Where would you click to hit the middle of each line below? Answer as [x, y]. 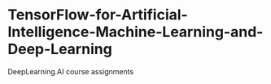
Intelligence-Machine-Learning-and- [135, 32]
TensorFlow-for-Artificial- [98, 15]
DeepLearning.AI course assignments [71, 71]
